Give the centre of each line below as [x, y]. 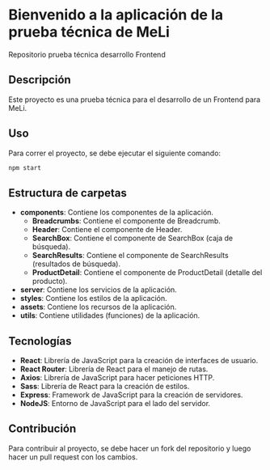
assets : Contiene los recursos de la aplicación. [98, 307]
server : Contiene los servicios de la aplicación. [99, 290]
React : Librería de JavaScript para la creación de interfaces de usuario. [139, 361]
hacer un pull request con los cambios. [73, 457]
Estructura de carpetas [68, 193]
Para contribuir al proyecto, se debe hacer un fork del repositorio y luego [130, 448]
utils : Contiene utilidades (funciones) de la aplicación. [110, 315]
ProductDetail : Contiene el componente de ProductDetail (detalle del [147, 273]
